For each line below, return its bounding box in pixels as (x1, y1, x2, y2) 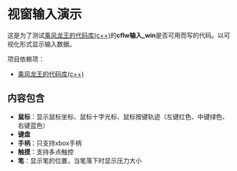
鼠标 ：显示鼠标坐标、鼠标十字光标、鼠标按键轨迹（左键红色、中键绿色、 (17, 112, 229, 120)
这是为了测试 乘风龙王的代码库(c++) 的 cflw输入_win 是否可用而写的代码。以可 (7, 31, 231, 39)
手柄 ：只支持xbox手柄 (17, 139, 82, 147)
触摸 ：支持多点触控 (17, 147, 74, 156)
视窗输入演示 (7, 6, 83, 23)
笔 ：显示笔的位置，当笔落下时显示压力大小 (17, 156, 142, 165)
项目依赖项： (7, 54, 45, 63)
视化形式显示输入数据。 (7, 39, 76, 48)
